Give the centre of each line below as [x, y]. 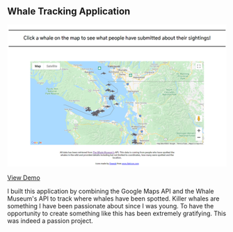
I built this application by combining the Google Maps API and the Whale [111, 191]
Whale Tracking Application [69, 11]
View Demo [24, 178]
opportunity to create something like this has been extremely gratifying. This [117, 213]
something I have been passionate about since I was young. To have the [111, 206]
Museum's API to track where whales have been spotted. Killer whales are [113, 199]
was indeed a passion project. [50, 221]
